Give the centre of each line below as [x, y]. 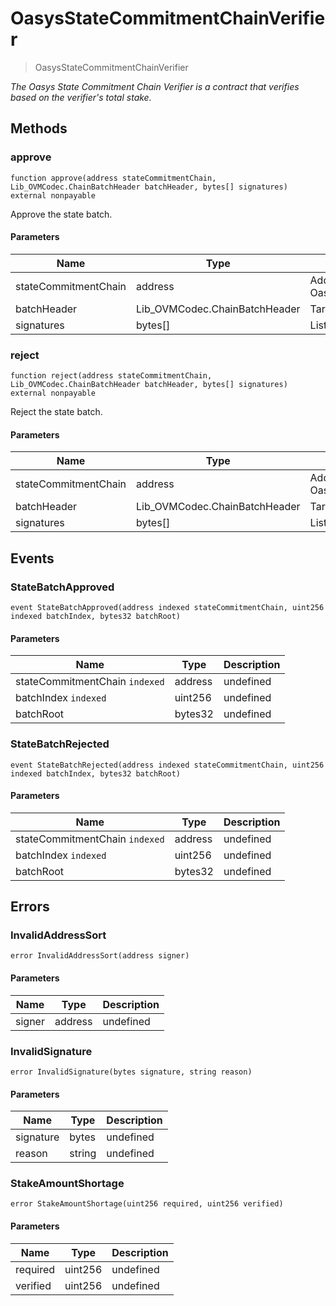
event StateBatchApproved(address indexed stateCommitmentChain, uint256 [167, 608]
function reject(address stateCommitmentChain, [111, 376]
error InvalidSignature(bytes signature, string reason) [131, 1072]
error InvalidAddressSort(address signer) [100, 956]
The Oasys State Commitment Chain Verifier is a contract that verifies [155, 86]
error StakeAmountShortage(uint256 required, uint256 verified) [147, 1204]
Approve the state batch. [61, 214]
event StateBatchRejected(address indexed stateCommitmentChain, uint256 [167, 765]
